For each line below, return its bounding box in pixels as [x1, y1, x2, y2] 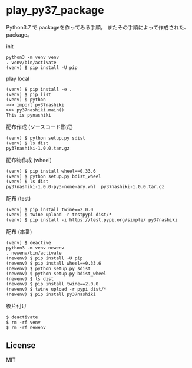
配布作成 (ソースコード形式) [6, 123, 74, 130]
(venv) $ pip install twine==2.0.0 [6, 206, 94, 212]
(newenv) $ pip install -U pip [6, 255, 83, 261]
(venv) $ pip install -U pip [6, 64, 78, 71]
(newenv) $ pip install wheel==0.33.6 [6, 260, 101, 266]
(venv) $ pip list [6, 91, 51, 97]
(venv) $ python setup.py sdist [6, 135, 85, 141]
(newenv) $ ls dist [6, 275, 54, 282]
